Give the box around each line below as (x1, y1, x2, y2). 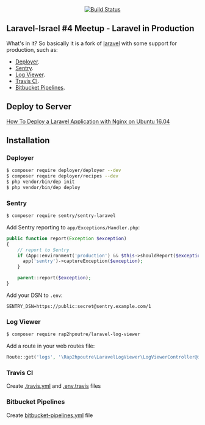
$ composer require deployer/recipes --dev (6, 173, 119, 179)
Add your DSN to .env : (6, 291, 63, 299)
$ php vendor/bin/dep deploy (6, 184, 81, 190)
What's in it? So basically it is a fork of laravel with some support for (6, 40, 177, 47)
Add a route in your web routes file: (6, 342, 95, 350)
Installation (6, 135, 50, 146)
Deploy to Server (6, 101, 72, 112)
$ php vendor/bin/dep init (6, 179, 75, 185)
